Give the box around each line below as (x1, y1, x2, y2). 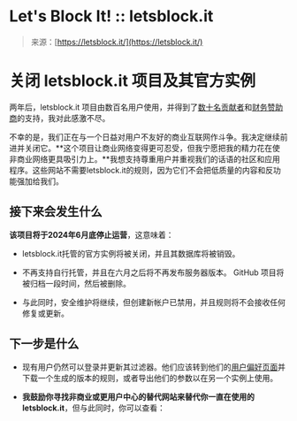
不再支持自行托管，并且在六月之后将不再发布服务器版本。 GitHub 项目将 (21, 267, 285, 278)
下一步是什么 (9, 336, 80, 351)
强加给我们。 (16, 175, 64, 187)
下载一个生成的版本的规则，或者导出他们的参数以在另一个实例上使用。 (21, 372, 278, 383)
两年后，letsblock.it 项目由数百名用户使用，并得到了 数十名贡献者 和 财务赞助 (9, 102, 284, 112)
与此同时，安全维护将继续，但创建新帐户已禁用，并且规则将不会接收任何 (21, 296, 286, 307)
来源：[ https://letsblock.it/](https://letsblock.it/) (30, 36, 203, 47)
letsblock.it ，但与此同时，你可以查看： (21, 402, 165, 413)
